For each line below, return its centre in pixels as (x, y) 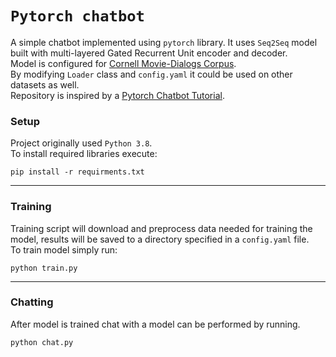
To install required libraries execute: (84, 154)
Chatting (32, 302)
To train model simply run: (64, 249)
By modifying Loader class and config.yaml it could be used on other (151, 74)
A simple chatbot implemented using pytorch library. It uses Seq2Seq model (164, 42)
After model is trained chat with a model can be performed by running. (155, 324)
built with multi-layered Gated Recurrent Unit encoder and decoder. (149, 53)
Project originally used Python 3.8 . (81, 143)
